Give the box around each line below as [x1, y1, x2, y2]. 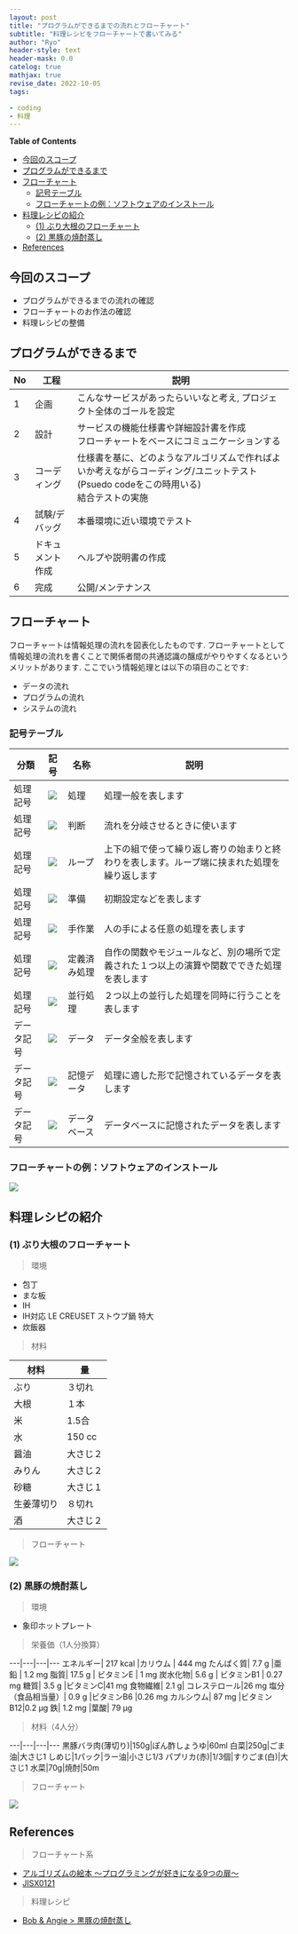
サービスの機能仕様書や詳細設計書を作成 [76, 421, 247, 433]
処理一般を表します [104, 789, 184, 802]
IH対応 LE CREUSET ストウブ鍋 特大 [21, 1311, 154, 1321]
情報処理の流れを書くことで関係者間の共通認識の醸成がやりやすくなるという [9, 650, 289, 662]
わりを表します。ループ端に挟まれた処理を [104, 856, 281, 868]
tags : [9, 87, 29, 96]
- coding [9, 103, 42, 112]
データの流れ [21, 680, 69, 691]
